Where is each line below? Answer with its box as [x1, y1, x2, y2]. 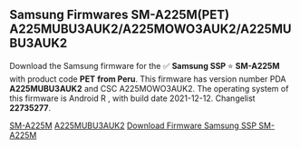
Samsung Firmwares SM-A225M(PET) [9, 7, 229, 23]
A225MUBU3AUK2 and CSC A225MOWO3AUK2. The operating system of [9, 83, 289, 94]
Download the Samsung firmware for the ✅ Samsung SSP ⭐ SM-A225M [9, 60, 280, 71]
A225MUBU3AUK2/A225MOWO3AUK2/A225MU [9, 22, 292, 37]
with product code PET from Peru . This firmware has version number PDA [9, 73, 286, 84]
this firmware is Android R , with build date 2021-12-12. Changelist [9, 93, 256, 104]
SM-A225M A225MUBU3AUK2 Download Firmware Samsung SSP [9, 120, 256, 131]
